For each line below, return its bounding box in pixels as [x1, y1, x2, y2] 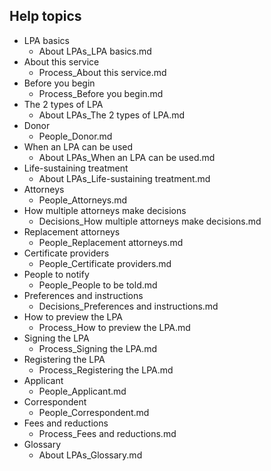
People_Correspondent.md [38, 406, 150, 418]
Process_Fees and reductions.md [38, 427, 177, 439]
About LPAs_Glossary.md [38, 449, 143, 461]
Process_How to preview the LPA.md [38, 321, 191, 333]
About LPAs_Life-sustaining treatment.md [38, 172, 211, 184]
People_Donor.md [38, 130, 113, 142]
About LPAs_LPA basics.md [38, 45, 152, 57]
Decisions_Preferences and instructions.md [38, 300, 219, 312]
